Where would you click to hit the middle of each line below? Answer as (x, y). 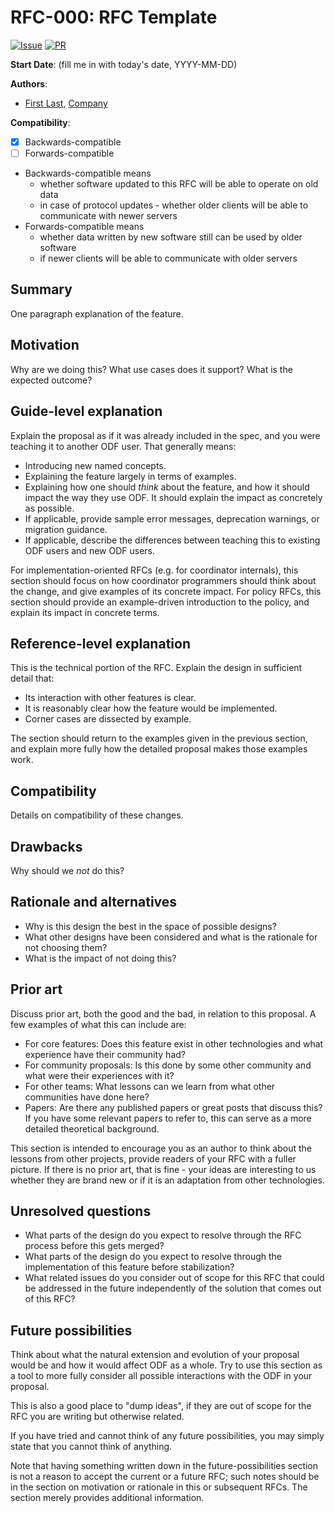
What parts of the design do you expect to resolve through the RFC (163, 1235)
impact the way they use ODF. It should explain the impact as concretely (173, 497)
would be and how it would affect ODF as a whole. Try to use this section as (166, 1365)
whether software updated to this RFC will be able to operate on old (179, 184)
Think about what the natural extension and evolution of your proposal (155, 1355)
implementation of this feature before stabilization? (129, 1267)
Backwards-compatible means (88, 173)
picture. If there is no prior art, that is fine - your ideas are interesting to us (163, 1169)
